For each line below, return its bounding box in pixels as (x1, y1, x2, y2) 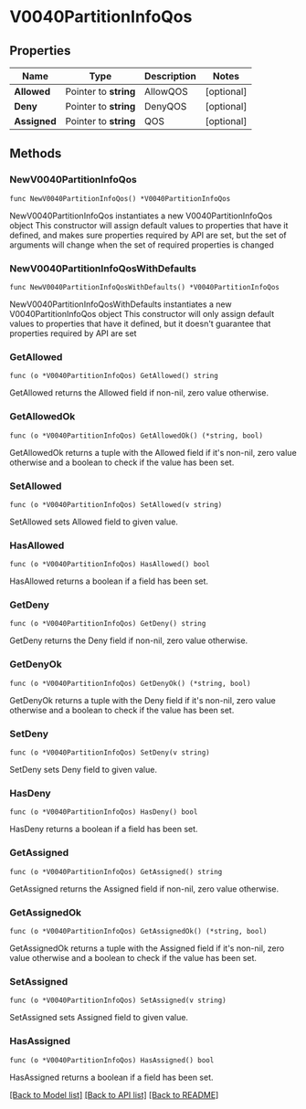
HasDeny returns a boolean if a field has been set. (9, 824, 198, 835)
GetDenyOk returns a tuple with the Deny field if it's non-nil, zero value (9, 694, 276, 705)
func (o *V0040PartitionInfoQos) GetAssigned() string (9, 867, 223, 876)
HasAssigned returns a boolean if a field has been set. (9, 1072, 214, 1083)
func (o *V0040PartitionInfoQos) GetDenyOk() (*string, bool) (9, 679, 251, 688)
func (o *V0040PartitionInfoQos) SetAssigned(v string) (9, 996, 227, 1006)
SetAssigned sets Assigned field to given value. (9, 1012, 189, 1023)
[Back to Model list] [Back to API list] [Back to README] (9, 1089, 219, 1100)
